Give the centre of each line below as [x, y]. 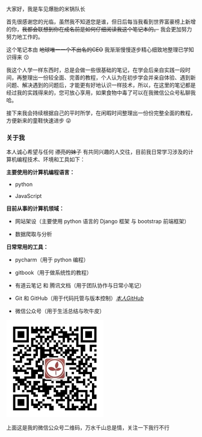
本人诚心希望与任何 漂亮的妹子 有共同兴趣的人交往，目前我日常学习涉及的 [97, 152]
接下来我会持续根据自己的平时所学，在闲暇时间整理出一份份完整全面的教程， [101, 113]
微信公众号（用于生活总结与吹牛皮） [60, 311]
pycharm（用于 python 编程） [52, 260]
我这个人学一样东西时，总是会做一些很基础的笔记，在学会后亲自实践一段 [96, 70]
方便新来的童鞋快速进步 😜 [39, 120]
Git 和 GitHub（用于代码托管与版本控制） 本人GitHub [79, 298]
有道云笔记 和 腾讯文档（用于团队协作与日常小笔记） [80, 285]
